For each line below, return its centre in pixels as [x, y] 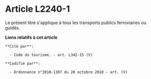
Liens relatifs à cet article [31, 37]
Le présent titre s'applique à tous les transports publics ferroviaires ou [76, 23]
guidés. [13, 27]
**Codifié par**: [23, 63]
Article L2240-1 [37, 9]
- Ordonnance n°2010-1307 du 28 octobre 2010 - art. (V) [69, 72]
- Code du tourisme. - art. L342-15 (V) [51, 55]
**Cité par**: [20, 46]
